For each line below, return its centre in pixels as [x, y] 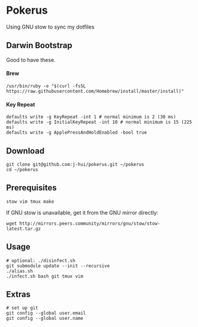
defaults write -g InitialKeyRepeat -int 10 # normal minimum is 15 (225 [99, 122]
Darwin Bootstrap [39, 45]
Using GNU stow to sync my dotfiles [50, 27]
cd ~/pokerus [22, 169]
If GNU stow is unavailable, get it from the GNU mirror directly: [82, 212]
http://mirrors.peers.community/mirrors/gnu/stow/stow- [90, 224]
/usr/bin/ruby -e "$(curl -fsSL [46, 86]
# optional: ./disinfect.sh [41, 260]
